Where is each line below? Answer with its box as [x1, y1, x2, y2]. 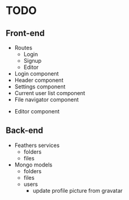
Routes [14, 44, 33, 51]
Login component [14, 70, 59, 77]
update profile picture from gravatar [32, 187, 123, 194]
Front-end [5, 28, 45, 38]
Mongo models [14, 161, 53, 168]
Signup [23, 57, 42, 64]
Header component [14, 77, 64, 84]
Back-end [5, 126, 44, 136]
